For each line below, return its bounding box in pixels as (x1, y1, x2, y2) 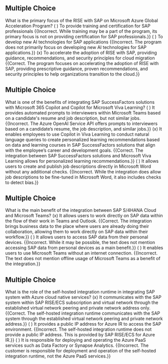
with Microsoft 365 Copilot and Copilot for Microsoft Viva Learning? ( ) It (5, 104, 155, 110)
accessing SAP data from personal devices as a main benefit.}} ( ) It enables (5, 245, 163, 251)
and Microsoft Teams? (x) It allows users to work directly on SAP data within (5, 213, 163, 219)
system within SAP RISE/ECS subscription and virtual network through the (5, 299, 158, 306)
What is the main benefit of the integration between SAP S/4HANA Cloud (5, 207, 157, 213)
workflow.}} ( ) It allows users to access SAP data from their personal (5, 234, 148, 240)
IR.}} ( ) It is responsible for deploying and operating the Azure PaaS (5, 337, 146, 343)
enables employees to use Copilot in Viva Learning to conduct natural (5, 131, 149, 137)
